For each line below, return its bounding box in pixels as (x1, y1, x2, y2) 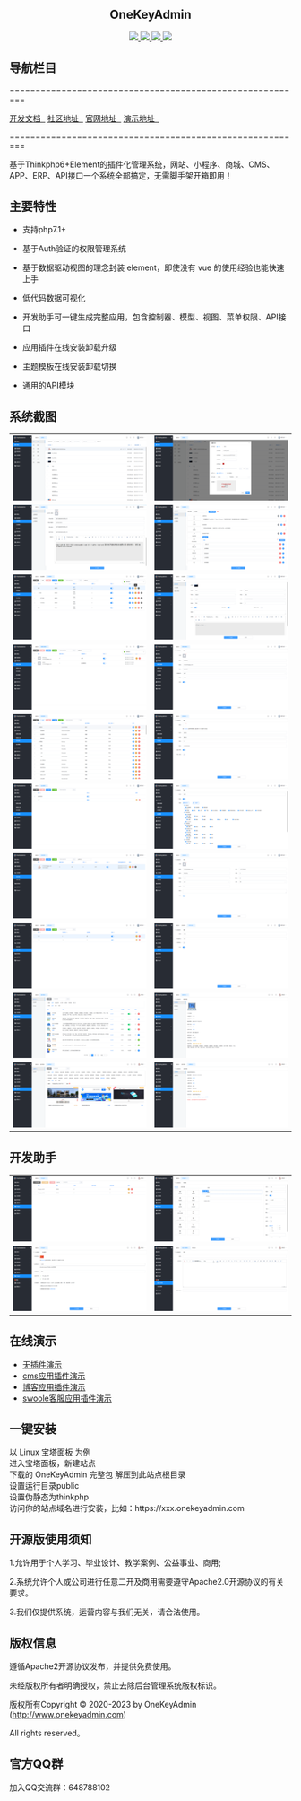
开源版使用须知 (9, 1532, 92, 1547)
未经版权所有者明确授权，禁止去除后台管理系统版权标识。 (9, 1680, 221, 1691)
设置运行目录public (9, 1481, 80, 1491)
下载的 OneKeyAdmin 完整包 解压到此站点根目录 (9, 1469, 186, 1480)
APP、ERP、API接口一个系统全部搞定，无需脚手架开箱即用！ (9, 170, 233, 180)
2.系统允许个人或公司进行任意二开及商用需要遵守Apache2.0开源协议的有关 (9, 1577, 285, 1587)
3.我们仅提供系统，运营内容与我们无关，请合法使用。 (9, 1606, 205, 1618)
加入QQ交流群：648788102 (9, 1781, 110, 1793)
